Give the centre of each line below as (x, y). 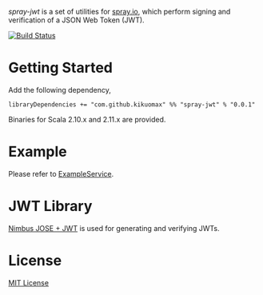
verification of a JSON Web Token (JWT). (77, 20)
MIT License (29, 282)
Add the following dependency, (60, 90)
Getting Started (61, 68)
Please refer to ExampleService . (61, 173)
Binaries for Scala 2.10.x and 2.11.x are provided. (87, 119)
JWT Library (50, 206)
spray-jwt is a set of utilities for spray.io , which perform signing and (120, 12)
